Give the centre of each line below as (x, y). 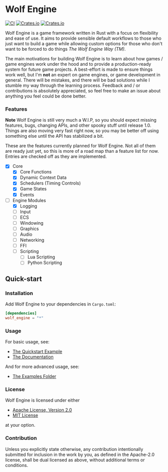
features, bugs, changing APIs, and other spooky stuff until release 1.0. (78, 125)
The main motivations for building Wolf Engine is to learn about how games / (84, 58)
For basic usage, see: (27, 342)
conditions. (17, 465)
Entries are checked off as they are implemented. (56, 156)
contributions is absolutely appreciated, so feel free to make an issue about (83, 90)
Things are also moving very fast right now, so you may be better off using (82, 131)
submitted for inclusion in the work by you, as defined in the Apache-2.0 (80, 454)
